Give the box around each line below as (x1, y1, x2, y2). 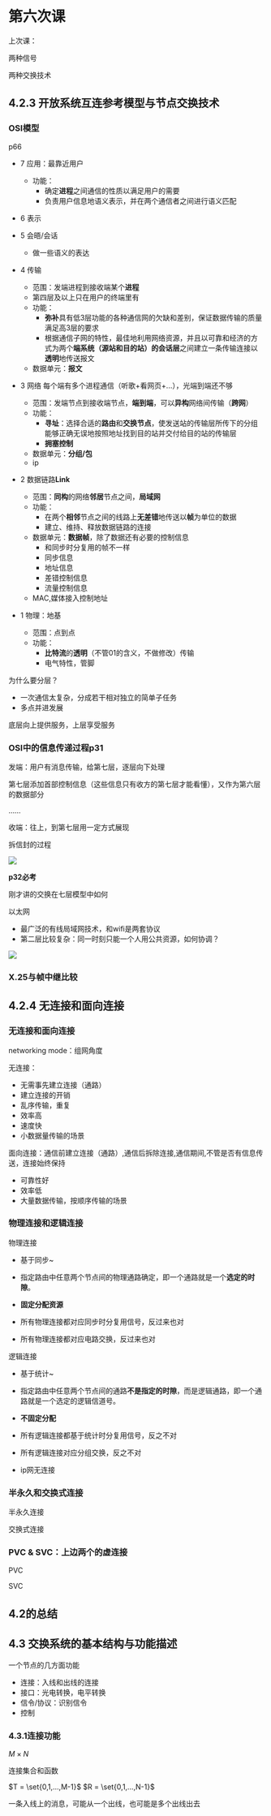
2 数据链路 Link (19, 474, 71, 484)
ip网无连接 (19, 1465, 55, 1474)
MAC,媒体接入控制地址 (32, 593, 108, 603)
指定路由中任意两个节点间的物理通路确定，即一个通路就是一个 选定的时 (19, 1272, 256, 1282)
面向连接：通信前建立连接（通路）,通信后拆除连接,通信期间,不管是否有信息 (8, 1147, 257, 1157)
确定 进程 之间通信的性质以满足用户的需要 (44, 186, 180, 196)
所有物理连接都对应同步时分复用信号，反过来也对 (19, 1316, 184, 1327)
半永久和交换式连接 (8, 1487, 84, 1498)
